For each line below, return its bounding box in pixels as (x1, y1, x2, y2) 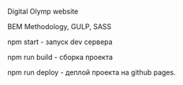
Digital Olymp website (7, 7, 79, 16)
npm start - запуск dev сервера (7, 37, 113, 46)
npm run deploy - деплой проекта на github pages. (7, 68, 176, 77)
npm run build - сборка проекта (7, 53, 114, 61)
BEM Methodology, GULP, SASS (7, 22, 112, 31)
